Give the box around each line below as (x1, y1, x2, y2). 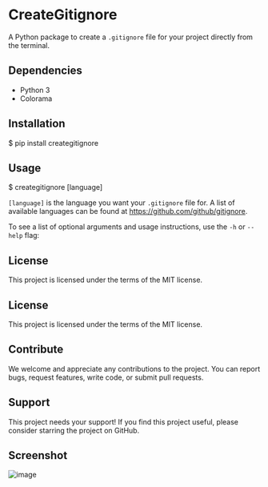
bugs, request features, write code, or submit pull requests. (8, 372, 204, 382)
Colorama (19, 94, 53, 103)
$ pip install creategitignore (8, 138, 98, 147)
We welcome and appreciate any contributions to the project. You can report (8, 364, 261, 373)
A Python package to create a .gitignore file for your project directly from (8, 32, 254, 42)
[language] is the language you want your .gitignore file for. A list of (8, 198, 235, 207)
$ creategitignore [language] (8, 183, 103, 192)
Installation (8, 117, 66, 131)
